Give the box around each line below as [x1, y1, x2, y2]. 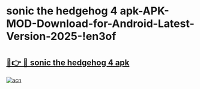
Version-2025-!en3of [6, 30, 117, 43]
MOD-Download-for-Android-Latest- [6, 17, 195, 30]
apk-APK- [120, 4, 169, 18]
